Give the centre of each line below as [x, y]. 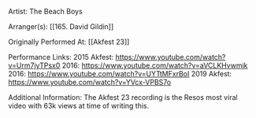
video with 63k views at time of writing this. [79, 106]
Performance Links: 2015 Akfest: [61, 57]
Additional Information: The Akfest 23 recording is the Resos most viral [123, 97]
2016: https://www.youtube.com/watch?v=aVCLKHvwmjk [155, 65]
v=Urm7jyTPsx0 [34, 65]
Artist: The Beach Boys [45, 11]
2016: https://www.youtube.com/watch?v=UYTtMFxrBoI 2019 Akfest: [120, 74]
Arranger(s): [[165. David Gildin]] [61, 26]
